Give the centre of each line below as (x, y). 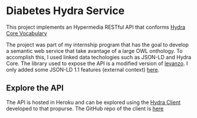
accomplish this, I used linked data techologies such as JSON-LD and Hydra (99, 57)
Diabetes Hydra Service (65, 11)
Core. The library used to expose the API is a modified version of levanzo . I (97, 63)
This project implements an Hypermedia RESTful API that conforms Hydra (96, 27)
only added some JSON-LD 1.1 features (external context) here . (83, 69)
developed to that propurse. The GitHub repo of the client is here (85, 108)
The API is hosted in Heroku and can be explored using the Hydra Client (93, 102)
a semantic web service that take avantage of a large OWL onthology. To (94, 50)
